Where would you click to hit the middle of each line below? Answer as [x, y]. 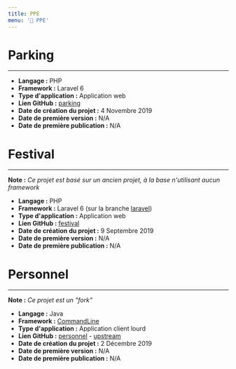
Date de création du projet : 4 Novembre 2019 [85, 111]
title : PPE [24, 14]
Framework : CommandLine [59, 321]
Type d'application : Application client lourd [82, 329]
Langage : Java [41, 314]
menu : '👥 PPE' [29, 20]
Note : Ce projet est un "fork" [50, 300]
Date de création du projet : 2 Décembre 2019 [85, 344]
